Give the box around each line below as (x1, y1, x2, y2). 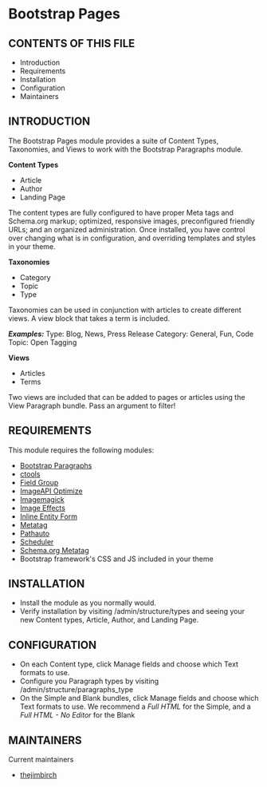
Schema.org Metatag (19, 545, 89, 555)
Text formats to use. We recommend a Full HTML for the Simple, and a (19, 702, 251, 711)
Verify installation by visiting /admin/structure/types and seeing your (19, 607, 245, 616)
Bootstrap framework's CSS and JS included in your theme (19, 554, 214, 564)
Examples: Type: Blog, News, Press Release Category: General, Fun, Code (8, 329, 253, 338)
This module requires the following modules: (8, 445, 155, 455)
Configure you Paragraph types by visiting (19, 676, 159, 686)
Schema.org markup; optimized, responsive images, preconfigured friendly (8, 216, 255, 226)
